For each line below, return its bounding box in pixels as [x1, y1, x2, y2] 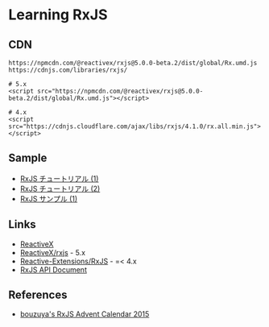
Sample [8, 151, 48, 165]
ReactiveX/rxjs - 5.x [19, 247, 86, 257]
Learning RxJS [8, 6, 108, 24]
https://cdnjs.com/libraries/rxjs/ [8, 66, 128, 74]
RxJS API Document [19, 264, 87, 275]
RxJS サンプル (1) [19, 193, 78, 203]
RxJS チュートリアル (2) [19, 184, 101, 193]
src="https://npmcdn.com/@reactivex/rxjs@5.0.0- [37, 87, 204, 95]
